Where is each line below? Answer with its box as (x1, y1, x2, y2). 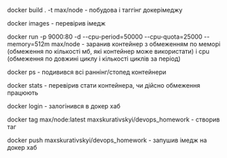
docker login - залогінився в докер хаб (7, 102, 121, 110)
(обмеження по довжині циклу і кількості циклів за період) (7, 55, 181, 63)
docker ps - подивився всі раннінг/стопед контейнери (7, 68, 167, 76)
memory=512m (7, 40, 50, 48)
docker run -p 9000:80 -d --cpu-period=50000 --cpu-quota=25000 (7, 32, 203, 41)
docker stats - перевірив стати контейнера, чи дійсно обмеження (7, 81, 201, 89)
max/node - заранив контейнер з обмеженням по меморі (51, 40, 221, 48)
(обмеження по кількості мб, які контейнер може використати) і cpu (7, 48, 210, 55)
